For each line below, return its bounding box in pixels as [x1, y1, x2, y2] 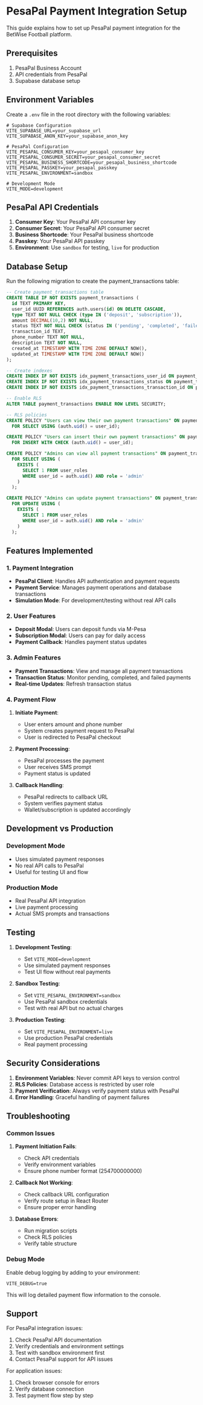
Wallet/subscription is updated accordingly [24, 806, 131, 814]
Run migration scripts [24, 1227, 77, 1235]
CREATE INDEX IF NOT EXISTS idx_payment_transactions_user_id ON [6, 373, 174, 379]
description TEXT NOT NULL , [11, 340, 83, 346]
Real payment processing [24, 1040, 88, 1048]
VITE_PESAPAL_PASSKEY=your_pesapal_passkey [6, 164, 118, 170]
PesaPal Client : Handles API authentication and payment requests [14, 577, 180, 585]
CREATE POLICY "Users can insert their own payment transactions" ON [6, 434, 185, 440]
